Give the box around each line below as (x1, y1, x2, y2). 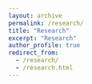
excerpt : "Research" (8, 34, 78, 42)
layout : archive (8, 11, 62, 20)
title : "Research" (8, 26, 70, 34)
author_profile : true (8, 42, 81, 50)
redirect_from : (8, 49, 59, 57)
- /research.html (15, 64, 74, 72)
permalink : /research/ (8, 19, 84, 27)
